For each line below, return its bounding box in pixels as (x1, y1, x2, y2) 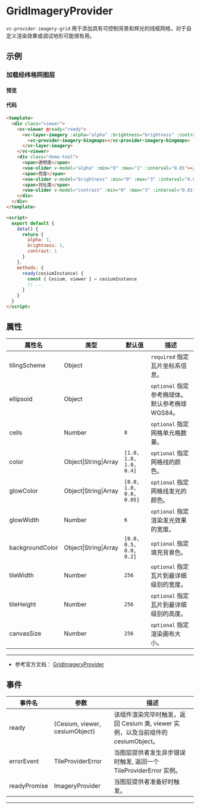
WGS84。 (151, 408, 179, 416)
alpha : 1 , (27, 237, 52, 243)
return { (21, 231, 44, 237)
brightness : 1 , (27, 243, 65, 249)
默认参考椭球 (151, 399, 187, 407)
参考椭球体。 (151, 390, 187, 399)
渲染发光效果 (151, 516, 187, 524)
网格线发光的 (151, 487, 187, 495)
